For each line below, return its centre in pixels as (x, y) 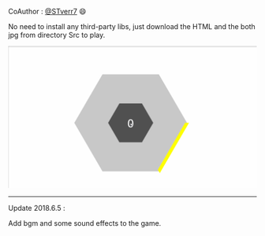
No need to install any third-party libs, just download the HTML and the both (132, 26)
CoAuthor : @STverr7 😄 (47, 11)
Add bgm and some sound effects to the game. (85, 223)
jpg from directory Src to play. (57, 35)
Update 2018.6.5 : (37, 208)
